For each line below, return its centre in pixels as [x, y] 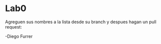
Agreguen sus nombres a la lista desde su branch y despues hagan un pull [81, 22]
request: [14, 27]
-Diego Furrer [19, 36]
